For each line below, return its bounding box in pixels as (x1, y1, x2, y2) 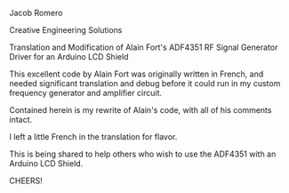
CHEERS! (9, 175, 43, 186)
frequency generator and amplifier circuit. (9, 88, 163, 98)
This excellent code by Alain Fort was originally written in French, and (9, 68, 264, 79)
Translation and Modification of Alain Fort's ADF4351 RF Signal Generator (9, 42, 278, 52)
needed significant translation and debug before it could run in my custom (9, 78, 281, 88)
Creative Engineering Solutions (9, 25, 123, 35)
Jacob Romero (9, 8, 63, 18)
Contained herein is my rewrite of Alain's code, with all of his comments (9, 105, 272, 115)
